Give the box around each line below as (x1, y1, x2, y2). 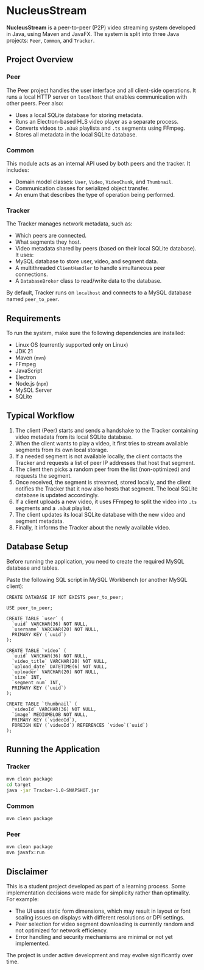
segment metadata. (15, 517, 65, 525)
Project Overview (6, 54, 74, 65)
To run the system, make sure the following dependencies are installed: (6, 330, 186, 337)
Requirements (6, 313, 61, 324)
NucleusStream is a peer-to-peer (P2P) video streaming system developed (6, 24, 196, 31)
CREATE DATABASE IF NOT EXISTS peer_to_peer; (6, 594, 124, 600)
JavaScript (15, 367, 43, 375)
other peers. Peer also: (6, 99, 64, 107)
